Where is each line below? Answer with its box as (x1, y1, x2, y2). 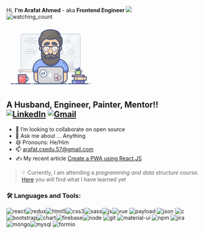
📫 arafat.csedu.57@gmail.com (15, 145, 94, 153)
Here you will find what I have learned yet (21, 175, 127, 183)
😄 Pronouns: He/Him (15, 138, 69, 146)
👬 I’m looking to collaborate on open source (15, 126, 125, 133)
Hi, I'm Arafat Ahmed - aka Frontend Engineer (6, 7, 125, 13)
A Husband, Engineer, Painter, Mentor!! (6, 100, 159, 110)
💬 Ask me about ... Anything (15, 132, 86, 139)
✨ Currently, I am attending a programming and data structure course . (21, 168, 199, 176)
